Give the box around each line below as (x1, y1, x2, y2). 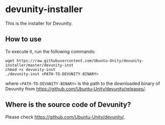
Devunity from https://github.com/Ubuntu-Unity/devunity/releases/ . (5, 86, 146, 92)
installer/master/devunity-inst (5, 62, 74, 68)
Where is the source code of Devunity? (5, 100, 131, 109)
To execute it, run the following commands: (5, 48, 95, 54)
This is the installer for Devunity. (5, 20, 73, 26)
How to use (5, 35, 42, 44)
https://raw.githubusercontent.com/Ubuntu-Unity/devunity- (16, 58, 144, 63)
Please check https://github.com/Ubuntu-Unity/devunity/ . (5, 114, 125, 120)
